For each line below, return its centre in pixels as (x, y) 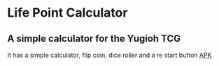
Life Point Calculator (68, 13)
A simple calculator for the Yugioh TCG (94, 39)
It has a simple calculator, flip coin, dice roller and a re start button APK (109, 55)
